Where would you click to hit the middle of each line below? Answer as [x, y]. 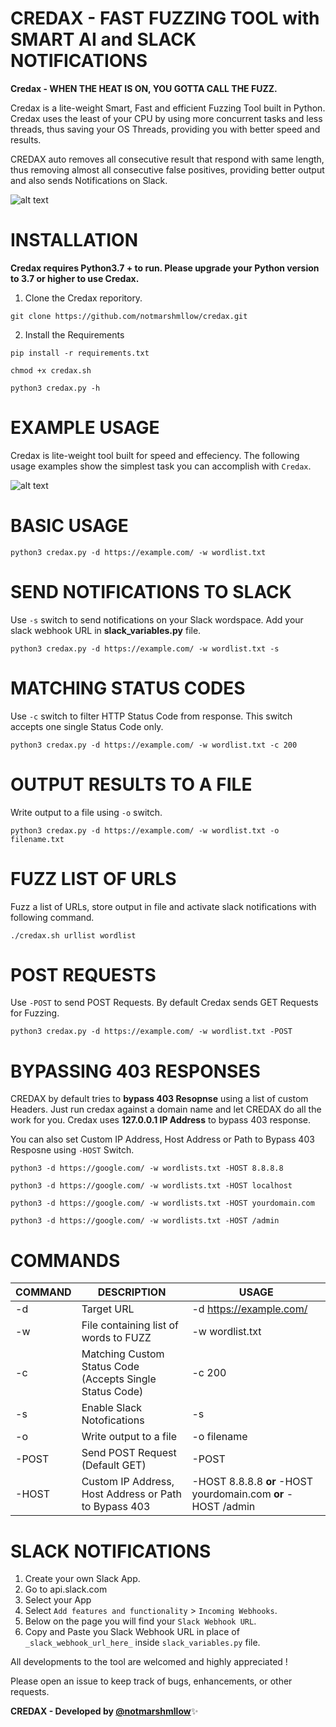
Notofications [113, 1420]
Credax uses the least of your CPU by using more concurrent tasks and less [166, 118]
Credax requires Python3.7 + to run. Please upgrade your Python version [165, 268]
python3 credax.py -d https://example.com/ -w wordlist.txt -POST [151, 1032]
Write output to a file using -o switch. [86, 812]
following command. [52, 917]
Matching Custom [123, 1354]
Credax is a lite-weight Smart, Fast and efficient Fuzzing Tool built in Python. [168, 108]
